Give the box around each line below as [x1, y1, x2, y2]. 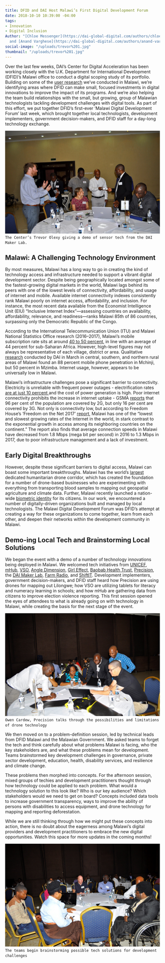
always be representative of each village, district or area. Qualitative [5, 349, 143, 355]
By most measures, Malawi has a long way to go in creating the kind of [5, 267, 148, 273]
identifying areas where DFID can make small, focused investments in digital [5, 84, 160, 90]
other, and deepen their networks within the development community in [5, 516, 150, 523]
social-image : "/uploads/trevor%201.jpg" [5, 44, 91, 49]
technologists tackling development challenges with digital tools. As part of [5, 100, 157, 106]
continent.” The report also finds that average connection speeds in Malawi [5, 426, 158, 432]
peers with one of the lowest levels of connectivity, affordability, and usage [5, 287, 157, 293]
